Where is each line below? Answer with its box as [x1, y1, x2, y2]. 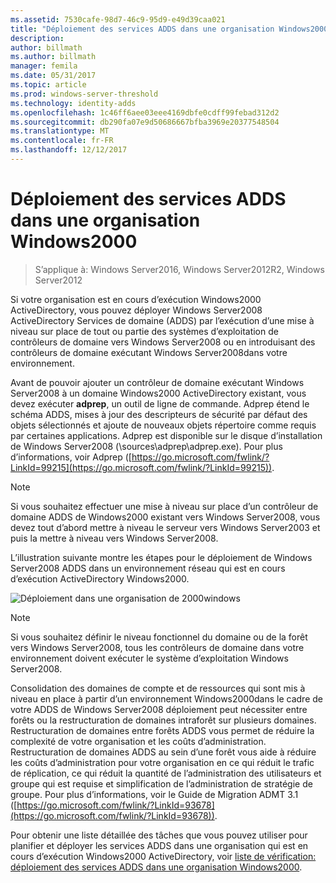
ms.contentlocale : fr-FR [10, 136, 114, 146]
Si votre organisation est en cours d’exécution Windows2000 [10, 293, 262, 305]
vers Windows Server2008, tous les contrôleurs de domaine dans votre [10, 641, 305, 653]
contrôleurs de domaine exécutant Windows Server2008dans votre [10, 346, 288, 358]
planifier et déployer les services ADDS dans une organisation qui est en [10, 839, 309, 851]
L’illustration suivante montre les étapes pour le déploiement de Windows [10, 551, 313, 563]
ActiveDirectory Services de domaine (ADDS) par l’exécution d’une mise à [10, 314, 315, 326]
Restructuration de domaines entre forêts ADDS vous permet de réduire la [10, 724, 315, 736]
